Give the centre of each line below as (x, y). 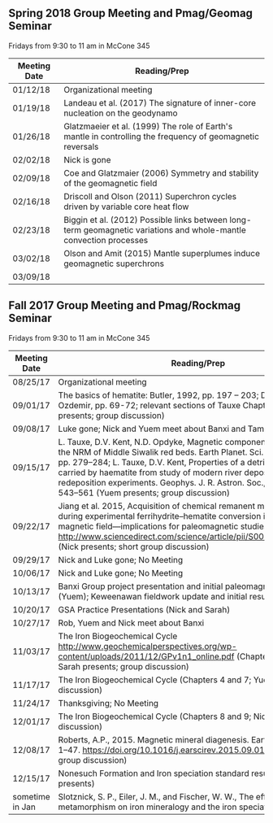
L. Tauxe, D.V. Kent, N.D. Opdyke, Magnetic (141, 442)
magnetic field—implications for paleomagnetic (148, 526)
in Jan (24, 807)
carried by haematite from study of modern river (150, 472)
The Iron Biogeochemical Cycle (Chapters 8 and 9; (155, 716)
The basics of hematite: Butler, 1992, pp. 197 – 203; (158, 395)
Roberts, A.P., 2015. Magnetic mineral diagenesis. (154, 739)
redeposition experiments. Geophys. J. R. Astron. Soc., (162, 482)
